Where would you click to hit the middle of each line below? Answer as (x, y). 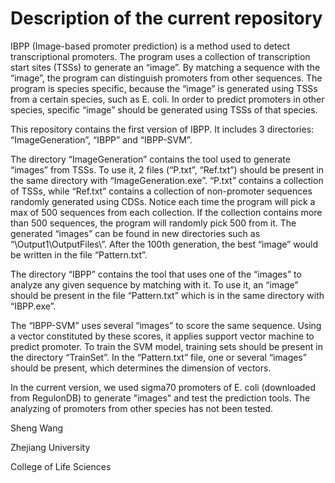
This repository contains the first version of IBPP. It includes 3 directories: (162, 129)
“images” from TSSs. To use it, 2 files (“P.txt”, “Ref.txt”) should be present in (167, 169)
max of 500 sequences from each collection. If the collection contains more (166, 212)
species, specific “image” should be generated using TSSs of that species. (164, 109)
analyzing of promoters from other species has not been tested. (142, 408)
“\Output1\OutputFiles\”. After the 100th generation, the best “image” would (164, 244)
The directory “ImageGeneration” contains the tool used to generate (150, 159)
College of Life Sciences (61, 466)
